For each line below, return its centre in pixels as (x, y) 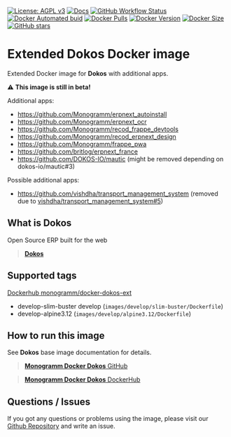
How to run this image (56, 336)
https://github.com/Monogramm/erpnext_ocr (82, 121)
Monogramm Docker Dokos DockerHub (82, 379)
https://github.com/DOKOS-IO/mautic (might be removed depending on (120, 159)
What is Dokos (40, 223)
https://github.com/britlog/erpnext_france (78, 152)
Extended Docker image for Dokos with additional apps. (88, 73)
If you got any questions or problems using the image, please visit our (108, 419)
